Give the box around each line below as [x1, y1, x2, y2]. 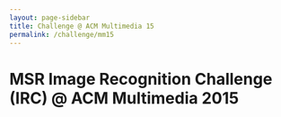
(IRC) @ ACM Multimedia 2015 [9, 87, 240, 108]
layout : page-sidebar [9, 13, 91, 22]
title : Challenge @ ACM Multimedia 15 [9, 22, 154, 31]
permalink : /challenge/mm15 [9, 30, 115, 39]
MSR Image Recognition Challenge [9, 68, 273, 89]
